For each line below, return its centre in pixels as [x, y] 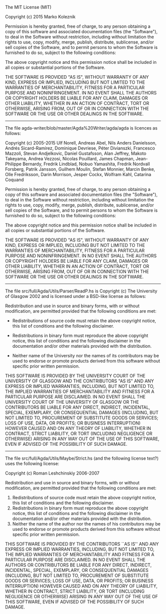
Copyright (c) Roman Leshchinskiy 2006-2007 [52, 473]
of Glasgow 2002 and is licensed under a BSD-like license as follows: [76, 296]
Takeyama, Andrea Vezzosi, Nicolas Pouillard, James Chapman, [70, 159]
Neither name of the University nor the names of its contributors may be [85, 355]
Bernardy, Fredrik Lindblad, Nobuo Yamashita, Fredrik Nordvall [86, 164]
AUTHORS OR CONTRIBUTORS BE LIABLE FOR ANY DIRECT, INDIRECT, [78, 565]
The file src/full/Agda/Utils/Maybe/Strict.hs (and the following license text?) [82, 458]
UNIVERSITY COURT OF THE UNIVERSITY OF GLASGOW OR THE [72, 402]
